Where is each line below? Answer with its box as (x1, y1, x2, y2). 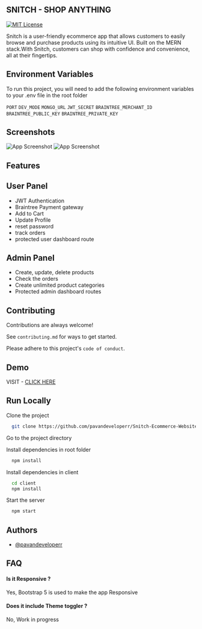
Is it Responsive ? (6, 575, 51, 583)
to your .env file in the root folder (6, 92, 88, 99)
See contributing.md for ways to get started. (6, 333, 117, 340)
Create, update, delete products (14, 269, 94, 276)
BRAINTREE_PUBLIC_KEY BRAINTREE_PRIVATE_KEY (6, 111, 118, 117)
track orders (14, 229, 46, 236)
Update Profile (14, 216, 51, 224)
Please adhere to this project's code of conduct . (6, 345, 125, 352)
